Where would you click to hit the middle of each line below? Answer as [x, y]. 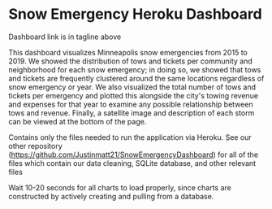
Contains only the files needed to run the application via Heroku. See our [130, 137]
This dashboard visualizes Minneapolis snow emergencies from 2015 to [128, 52]
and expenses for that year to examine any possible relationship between [131, 104]
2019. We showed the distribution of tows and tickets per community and [131, 61]
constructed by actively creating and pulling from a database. [111, 196]
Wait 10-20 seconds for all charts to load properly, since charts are [120, 187]
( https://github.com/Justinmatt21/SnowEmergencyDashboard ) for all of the [133, 155]
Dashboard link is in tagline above [65, 37]
